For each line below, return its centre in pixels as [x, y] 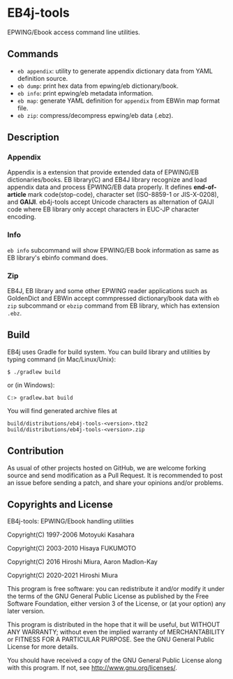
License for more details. [43, 647]
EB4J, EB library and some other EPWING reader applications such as [107, 291]
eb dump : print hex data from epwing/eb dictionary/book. [98, 86]
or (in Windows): [31, 385]
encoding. [22, 217]
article [17, 195]
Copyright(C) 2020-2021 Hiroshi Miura [63, 575]
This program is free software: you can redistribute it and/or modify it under [116, 589]
